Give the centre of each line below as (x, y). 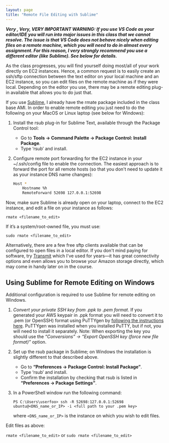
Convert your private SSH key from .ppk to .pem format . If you (77, 310)
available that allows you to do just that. (51, 92)
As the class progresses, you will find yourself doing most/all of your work (82, 66)
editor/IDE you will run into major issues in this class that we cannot (78, 34)
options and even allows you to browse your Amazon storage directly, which (85, 261)
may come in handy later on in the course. (49, 267)
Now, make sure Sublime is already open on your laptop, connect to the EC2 (85, 203)
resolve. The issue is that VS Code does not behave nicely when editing (82, 40)
